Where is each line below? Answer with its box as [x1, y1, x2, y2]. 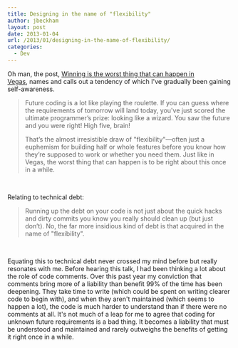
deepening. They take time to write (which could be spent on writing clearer [7, 287, 230, 295]
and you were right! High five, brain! [24, 121, 130, 130]
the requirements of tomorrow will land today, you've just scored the [24, 106, 226, 115]
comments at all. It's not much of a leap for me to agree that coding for [7, 310, 215, 318]
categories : [7, 43, 43, 51]
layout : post [7, 23, 46, 31]
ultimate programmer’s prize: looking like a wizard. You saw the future [24, 113, 230, 122]
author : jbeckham [7, 17, 59, 24]
